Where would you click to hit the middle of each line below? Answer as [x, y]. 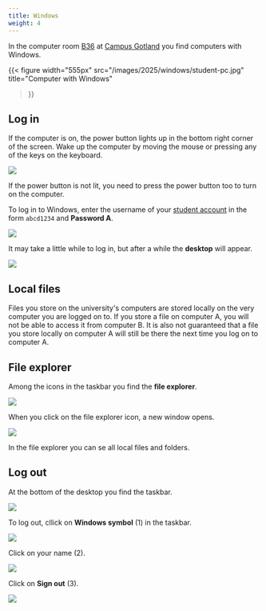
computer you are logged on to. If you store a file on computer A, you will [129, 317]
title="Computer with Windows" [61, 78]
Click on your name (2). [47, 553]
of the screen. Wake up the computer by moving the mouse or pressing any [133, 147]
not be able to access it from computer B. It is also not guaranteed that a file [133, 325]
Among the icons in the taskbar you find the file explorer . [103, 386]
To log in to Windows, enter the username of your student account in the [128, 210]
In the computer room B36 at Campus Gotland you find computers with [125, 46]
